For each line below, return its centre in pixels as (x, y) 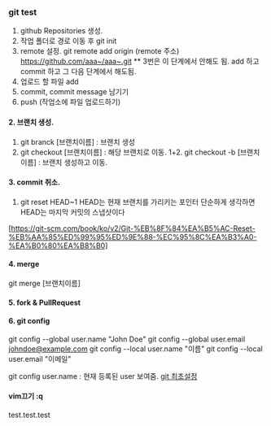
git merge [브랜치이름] (45, 283)
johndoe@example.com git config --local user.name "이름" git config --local (135, 349)
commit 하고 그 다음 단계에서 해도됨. (78, 72)
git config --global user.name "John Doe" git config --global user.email (127, 339)
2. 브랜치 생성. (31, 122)
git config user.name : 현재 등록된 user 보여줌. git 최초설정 (103, 376)
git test (23, 12)
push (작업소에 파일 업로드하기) (70, 102)
